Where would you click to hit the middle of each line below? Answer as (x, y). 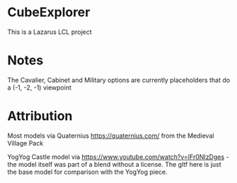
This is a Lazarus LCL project (50, 32)
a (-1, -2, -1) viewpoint (40, 87)
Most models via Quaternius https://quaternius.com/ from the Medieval (111, 136)
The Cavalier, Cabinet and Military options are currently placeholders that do (119, 80)
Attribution (40, 116)
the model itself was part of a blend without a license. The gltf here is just (114, 164)
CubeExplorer (49, 12)
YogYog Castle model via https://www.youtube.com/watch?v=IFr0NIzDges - (118, 157)
